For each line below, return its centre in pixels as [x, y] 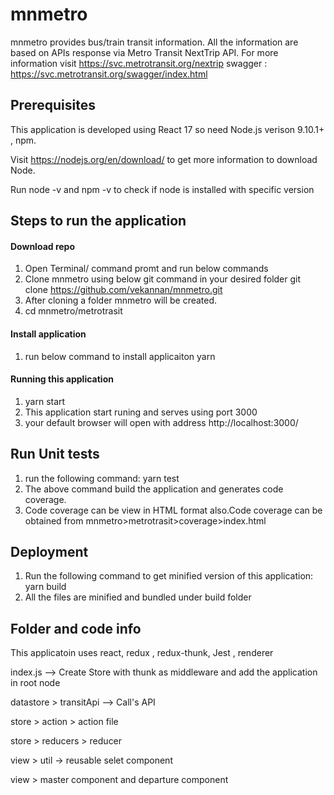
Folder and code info [76, 628]
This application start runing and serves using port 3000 [141, 412]
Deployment [49, 551]
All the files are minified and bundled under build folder [138, 597]
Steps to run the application [98, 221]
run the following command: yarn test [102, 478]
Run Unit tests [55, 454]
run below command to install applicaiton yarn [120, 356]
